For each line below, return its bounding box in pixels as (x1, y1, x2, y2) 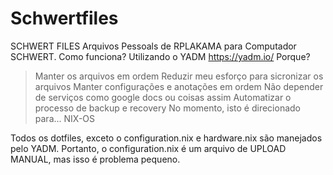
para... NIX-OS (34, 112, 96, 124)
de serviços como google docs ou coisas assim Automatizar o (34, 91, 292, 103)
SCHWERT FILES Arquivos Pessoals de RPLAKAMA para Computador (10, 40, 297, 52)
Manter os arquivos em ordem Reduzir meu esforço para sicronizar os (34, 70, 324, 82)
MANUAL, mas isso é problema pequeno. (10, 153, 181, 165)
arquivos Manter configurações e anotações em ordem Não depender (34, 80, 324, 92)
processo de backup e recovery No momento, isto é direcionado (34, 102, 302, 114)
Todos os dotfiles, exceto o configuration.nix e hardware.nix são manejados (10, 132, 323, 144)
